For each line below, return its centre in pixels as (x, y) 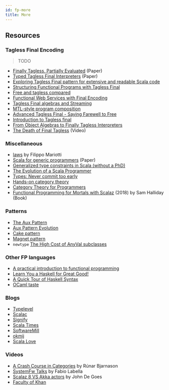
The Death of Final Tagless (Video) (49, 131)
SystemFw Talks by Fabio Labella (48, 371)
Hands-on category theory (41, 182)
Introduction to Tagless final (42, 120)
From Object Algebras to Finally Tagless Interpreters (67, 125)
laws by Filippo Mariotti (37, 155)
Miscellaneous (24, 144)
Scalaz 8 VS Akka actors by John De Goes (57, 376)
